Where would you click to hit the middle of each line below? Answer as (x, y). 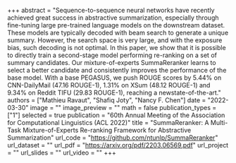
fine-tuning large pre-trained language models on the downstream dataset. (116, 25)
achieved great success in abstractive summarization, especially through (113, 18)
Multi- (219, 122)
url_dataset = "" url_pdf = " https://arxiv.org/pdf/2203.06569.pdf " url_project (118, 145)
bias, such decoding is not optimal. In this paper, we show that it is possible (117, 48)
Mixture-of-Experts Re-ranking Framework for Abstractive (107, 130)
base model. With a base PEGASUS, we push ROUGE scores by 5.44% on (114, 78)
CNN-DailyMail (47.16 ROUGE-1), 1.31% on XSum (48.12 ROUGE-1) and (109, 85)
